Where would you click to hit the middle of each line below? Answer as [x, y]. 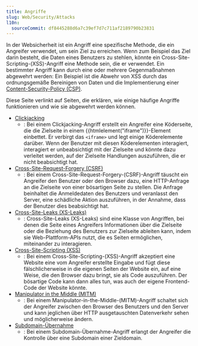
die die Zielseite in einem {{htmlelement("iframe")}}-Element [97, 131]
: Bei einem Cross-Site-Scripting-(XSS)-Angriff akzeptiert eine [99, 256]
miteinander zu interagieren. [58, 244]
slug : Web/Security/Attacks [41, 17]
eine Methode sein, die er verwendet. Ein [114, 64]
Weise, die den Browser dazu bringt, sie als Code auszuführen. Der [105, 275]
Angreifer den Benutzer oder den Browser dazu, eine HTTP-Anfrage [106, 181]
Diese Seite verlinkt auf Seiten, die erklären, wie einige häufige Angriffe [93, 101]
